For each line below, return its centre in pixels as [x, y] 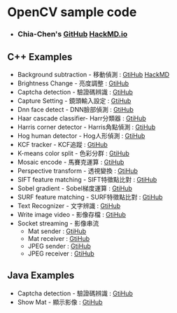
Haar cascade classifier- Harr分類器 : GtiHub [82, 118]
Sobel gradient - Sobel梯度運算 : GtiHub [75, 188]
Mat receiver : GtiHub [58, 238]
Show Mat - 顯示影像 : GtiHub [60, 302]
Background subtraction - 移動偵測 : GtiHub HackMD [93, 74]
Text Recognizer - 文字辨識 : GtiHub [69, 206]
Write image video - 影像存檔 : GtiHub [71, 214]
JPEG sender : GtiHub [59, 246]
